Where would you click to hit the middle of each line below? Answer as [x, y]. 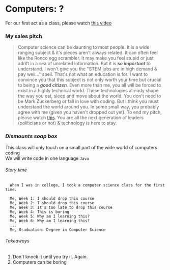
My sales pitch [24, 36]
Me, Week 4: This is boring [40, 212]
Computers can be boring [40, 262]
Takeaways [17, 241]
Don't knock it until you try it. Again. [50, 256]
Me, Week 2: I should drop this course [52, 203]
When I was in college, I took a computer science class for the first [88, 185]
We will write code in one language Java [47, 158]
